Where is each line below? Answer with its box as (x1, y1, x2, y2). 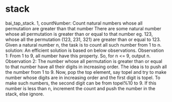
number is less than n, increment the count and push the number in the (5, 85, 156, 91)
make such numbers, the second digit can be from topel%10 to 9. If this (5, 80, 157, 86)
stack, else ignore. (5, 91, 45, 97)
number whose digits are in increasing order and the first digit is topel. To (5, 74, 161, 80)
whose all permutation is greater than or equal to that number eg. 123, (5, 31, 153, 37)
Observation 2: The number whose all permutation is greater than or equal (5, 58, 163, 64)
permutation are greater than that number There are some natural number (5, 25, 162, 31)
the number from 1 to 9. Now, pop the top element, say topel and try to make (5, 69, 167, 75)
